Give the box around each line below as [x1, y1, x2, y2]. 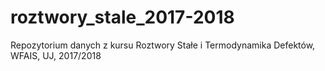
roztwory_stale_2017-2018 [10, 6, 235, 29]
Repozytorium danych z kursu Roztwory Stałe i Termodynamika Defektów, [10, 39, 316, 51]
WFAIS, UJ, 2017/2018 [10, 49, 102, 61]
